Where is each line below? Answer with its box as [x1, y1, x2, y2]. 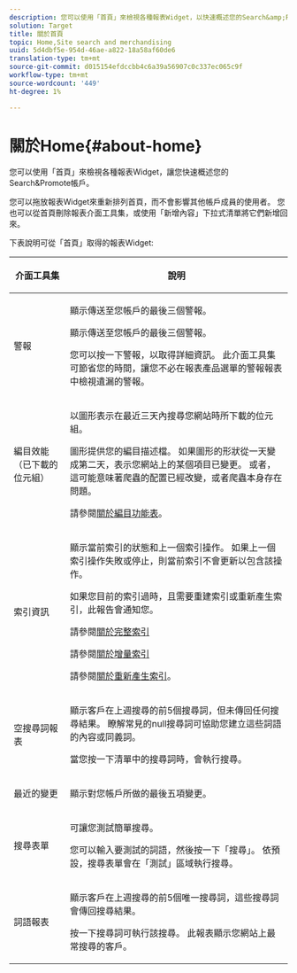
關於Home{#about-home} [9, 136, 202, 156]
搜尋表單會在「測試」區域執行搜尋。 [87, 857, 239, 869]
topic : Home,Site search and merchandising [9, 37, 172, 47]
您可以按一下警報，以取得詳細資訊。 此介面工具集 [69, 349, 276, 362]
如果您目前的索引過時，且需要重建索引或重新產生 [69, 590, 274, 603]
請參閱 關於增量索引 [69, 648, 150, 660]
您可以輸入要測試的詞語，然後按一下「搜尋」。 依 [69, 844, 271, 856]
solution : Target [9, 21, 73, 30]
